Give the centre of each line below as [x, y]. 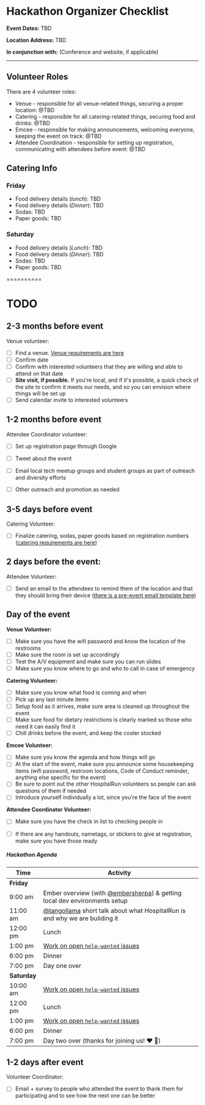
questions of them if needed [51, 791]
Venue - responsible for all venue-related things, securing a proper [99, 103]
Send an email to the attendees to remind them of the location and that [104, 588]
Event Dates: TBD [29, 28]
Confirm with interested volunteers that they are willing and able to [99, 366]
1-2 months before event [54, 419]
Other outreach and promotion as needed [67, 489]
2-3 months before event [55, 326]
